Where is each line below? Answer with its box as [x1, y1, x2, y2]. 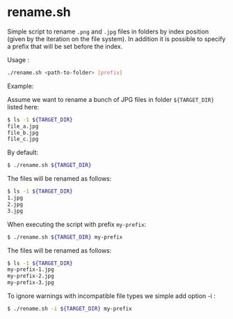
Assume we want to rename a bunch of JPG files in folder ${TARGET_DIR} [7, 95, 214, 103]
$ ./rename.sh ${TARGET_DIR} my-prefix [7, 233, 123, 241]
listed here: [7, 103, 40, 111]
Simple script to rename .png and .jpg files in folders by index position [7, 27, 209, 36]
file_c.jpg [7, 135, 39, 143]
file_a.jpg [7, 123, 39, 130]
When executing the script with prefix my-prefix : [7, 220, 147, 228]
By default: [7, 148, 39, 157]
